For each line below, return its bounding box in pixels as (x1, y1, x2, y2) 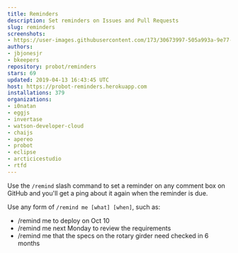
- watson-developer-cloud (7, 122, 84, 130)
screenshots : (7, 30, 46, 38)
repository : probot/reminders (7, 63, 97, 70)
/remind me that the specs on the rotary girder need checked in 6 (17, 231, 209, 240)
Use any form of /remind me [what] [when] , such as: (7, 203, 161, 211)
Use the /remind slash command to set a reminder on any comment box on (7, 181, 225, 190)
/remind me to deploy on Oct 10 (17, 216, 110, 225)
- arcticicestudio (7, 155, 62, 163)
